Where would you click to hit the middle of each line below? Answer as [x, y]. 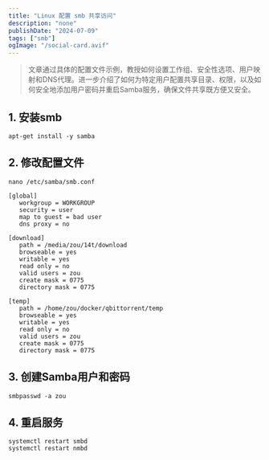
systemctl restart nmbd [48, 449]
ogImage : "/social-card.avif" [59, 46]
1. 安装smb [35, 117]
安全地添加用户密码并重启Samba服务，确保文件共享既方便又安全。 [145, 90]
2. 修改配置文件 [46, 163]
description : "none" [43, 23]
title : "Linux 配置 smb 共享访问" [62, 16]
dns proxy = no [44, 224]
